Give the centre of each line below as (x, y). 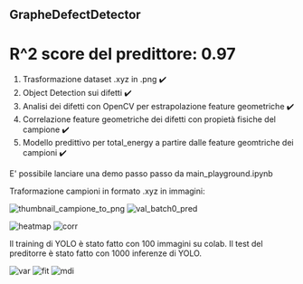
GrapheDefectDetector (76, 15)
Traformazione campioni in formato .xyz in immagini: (107, 191)
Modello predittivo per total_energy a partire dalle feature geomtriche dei (158, 143)
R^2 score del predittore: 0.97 (123, 54)
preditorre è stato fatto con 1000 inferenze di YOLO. (105, 253)
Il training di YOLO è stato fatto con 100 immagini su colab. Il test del (137, 244)
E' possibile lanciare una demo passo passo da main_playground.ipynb (141, 174)
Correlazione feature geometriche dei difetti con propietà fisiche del (149, 119)
